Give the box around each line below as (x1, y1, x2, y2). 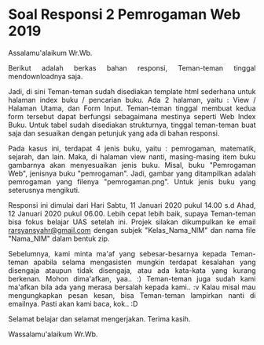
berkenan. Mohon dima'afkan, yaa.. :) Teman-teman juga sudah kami (8, 274, 256, 283)
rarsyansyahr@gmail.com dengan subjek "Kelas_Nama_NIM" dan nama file (8, 225, 256, 234)
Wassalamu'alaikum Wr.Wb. (8, 329, 98, 339)
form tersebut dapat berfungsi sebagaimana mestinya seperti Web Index (8, 111, 256, 121)
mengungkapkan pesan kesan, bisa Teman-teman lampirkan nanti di (8, 290, 256, 300)
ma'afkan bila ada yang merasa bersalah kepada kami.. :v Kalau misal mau (8, 282, 256, 292)
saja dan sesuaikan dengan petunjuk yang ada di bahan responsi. (8, 128, 220, 138)
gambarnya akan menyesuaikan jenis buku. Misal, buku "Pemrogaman (8, 160, 256, 169)
